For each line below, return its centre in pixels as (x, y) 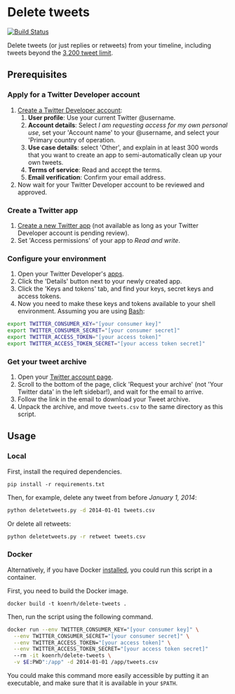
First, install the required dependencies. (65, 472)
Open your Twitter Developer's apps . (70, 274)
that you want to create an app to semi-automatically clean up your (125, 154)
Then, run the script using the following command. (80, 616)
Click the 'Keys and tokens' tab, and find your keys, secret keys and (115, 289)
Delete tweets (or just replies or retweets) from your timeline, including (109, 45)
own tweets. (46, 162)
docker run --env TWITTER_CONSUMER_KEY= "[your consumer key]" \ (103, 629)
